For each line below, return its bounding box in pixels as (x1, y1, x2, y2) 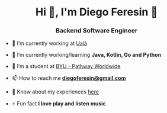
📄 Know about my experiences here (11, 88, 99, 95)
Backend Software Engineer (55, 27, 138, 35)
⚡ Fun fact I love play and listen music (11, 100, 107, 107)
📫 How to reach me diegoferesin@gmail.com (11, 75, 126, 82)
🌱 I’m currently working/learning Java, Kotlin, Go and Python (11, 51, 162, 59)
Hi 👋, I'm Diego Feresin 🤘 (35, 5, 158, 19)
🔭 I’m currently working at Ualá (11, 40, 88, 47)
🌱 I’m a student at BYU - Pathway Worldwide (11, 63, 121, 70)
